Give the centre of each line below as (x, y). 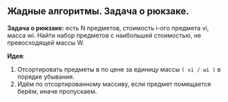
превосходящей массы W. (46, 42)
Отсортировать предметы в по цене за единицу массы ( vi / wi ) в (119, 69)
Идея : (16, 56)
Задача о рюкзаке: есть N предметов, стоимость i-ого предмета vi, (108, 28)
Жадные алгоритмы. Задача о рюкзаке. (98, 11)
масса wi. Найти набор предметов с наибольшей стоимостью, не (104, 35)
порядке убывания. (46, 76)
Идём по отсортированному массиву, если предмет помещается (114, 84)
